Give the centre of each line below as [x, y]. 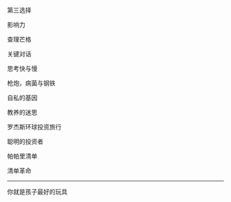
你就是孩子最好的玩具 [37, 192]
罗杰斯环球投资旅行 [34, 127]
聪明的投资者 [25, 142]
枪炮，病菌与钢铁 [31, 83]
